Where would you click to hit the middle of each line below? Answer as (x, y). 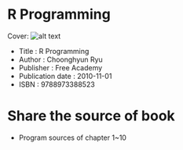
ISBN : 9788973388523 (57, 84)
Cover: (18, 36)
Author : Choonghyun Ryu (60, 59)
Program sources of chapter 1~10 (73, 137)
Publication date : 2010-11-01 (65, 76)
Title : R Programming (54, 51)
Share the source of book (91, 116)
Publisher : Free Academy (60, 67)
